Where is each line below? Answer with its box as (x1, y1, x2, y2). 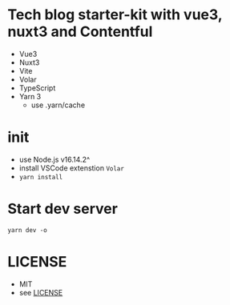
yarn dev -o (7, 226, 47, 234)
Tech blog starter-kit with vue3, (7, 6, 223, 24)
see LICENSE (18, 287, 63, 297)
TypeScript (18, 82, 56, 93)
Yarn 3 (18, 91, 42, 101)
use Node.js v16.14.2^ (18, 155, 91, 164)
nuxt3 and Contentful (7, 22, 153, 41)
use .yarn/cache (30, 100, 86, 110)
